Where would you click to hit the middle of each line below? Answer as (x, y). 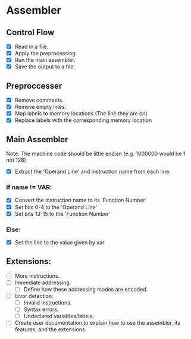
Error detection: (34, 296)
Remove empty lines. (40, 107)
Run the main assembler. (45, 60)
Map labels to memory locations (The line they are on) (81, 114)
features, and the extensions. (51, 329)
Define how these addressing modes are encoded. (86, 289)
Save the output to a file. (45, 67)
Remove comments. (39, 100)
